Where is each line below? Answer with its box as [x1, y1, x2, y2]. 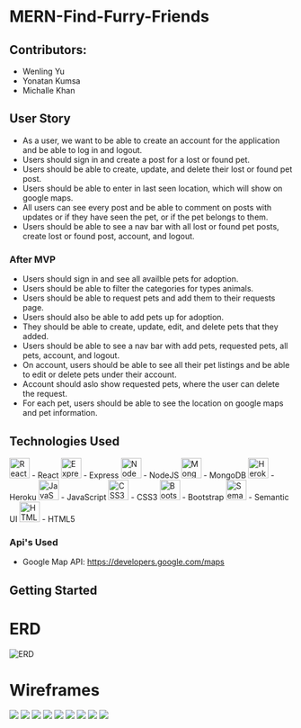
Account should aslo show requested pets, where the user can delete [22, 379, 280, 390]
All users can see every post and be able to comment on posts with [22, 202, 272, 212]
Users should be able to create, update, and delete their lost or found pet [22, 164, 293, 175]
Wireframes [9, 679, 101, 700]
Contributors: [9, 42, 87, 58]
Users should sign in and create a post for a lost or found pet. [22, 154, 250, 165]
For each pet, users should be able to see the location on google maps [22, 398, 284, 409]
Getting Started [9, 582, 98, 598]
